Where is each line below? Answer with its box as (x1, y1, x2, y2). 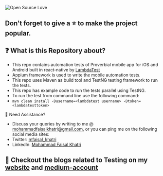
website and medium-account (5, 163, 98, 172)
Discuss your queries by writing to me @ (12, 121, 94, 127)
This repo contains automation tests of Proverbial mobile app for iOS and (12, 62, 158, 68)
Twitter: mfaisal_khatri (12, 137, 57, 142)
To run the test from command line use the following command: (12, 93, 140, 99)
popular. (5, 29, 31, 37)
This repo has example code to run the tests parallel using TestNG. (12, 88, 146, 93)
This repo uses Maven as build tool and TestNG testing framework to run (12, 77, 158, 83)
